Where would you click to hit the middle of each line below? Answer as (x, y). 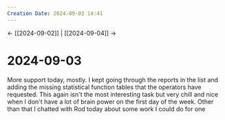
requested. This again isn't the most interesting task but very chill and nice (113, 94)
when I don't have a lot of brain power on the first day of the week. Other (110, 101)
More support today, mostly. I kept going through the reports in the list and (113, 80)
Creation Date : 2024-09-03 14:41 (55, 13)
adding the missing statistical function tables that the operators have (104, 87)
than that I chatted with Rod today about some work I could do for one (106, 109)
